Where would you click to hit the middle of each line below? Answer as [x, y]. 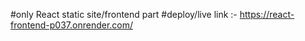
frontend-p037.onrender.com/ [72, 25]
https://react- [267, 14]
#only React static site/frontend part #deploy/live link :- [124, 14]
